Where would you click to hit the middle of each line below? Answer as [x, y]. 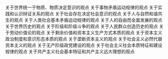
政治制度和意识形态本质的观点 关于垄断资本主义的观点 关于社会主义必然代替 [84, 39]
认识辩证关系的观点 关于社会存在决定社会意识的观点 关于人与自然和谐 [86, 14]
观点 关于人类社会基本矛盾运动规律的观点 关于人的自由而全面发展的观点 [88, 20]
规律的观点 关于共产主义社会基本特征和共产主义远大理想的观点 [70, 51]
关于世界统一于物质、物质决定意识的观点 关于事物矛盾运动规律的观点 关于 [81, 7]
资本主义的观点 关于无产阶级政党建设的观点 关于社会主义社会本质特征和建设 [84, 45]
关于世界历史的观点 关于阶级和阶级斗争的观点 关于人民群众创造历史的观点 [81, 26]
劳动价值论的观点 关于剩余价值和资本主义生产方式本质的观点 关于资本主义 [86, 33]
